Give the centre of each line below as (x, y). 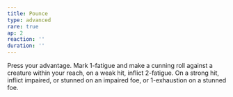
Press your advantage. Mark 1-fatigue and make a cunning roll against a (110, 65)
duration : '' (26, 46)
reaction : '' (26, 39)
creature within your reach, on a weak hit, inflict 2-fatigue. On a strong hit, (113, 73)
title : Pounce (28, 14)
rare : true (23, 26)
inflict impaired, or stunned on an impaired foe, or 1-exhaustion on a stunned (117, 80)
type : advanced (29, 20)
